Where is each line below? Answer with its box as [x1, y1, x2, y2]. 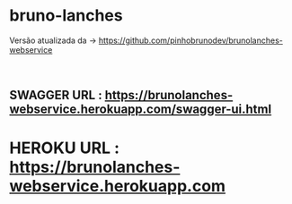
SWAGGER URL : [9, 88, 102, 103]
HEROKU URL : [9, 138, 119, 157]
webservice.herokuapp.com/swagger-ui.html [9, 102, 272, 117]
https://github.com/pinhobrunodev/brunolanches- [98, 35, 283, 46]
